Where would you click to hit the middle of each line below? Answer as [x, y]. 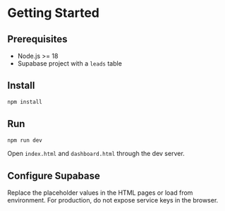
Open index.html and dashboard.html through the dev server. [96, 154]
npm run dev [25, 140]
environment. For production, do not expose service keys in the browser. [113, 200]
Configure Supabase [54, 175]
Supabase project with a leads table [69, 64]
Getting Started [54, 13]
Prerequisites [37, 39]
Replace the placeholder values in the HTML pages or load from [100, 193]
